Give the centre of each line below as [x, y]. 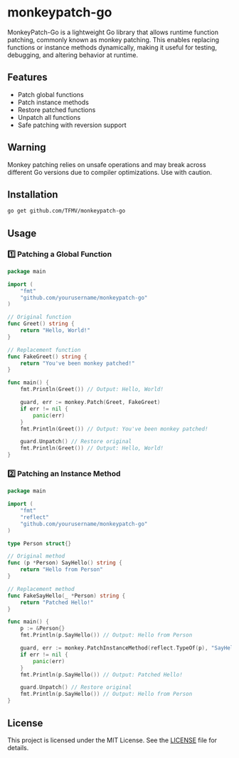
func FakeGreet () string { [47, 357]
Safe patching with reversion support [72, 125]
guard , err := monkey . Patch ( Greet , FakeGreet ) [90, 403]
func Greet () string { [41, 324]
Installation [33, 194]
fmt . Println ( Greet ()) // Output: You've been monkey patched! [114, 429]
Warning [27, 147]
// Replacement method [41, 589]
